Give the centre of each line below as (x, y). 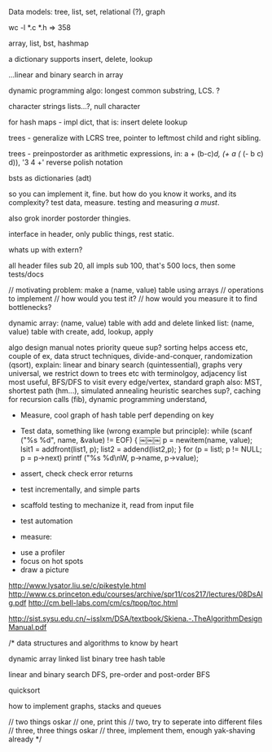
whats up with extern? (46, 250)
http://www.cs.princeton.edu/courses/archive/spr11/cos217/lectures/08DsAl (136, 594)
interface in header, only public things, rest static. (92, 234)
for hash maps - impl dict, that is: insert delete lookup (98, 122)
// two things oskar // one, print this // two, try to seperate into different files (136, 722)
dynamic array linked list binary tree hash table (87, 659)
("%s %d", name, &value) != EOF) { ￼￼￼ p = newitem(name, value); (136, 440)
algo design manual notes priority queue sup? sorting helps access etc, (128, 348)
